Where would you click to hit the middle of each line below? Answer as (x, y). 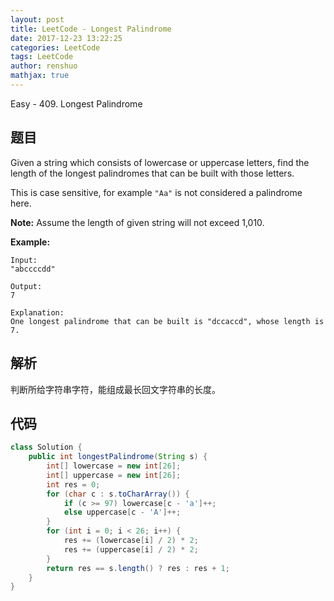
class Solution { (46, 447)
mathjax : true (40, 76)
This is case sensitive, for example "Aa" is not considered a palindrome (156, 192)
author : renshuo (44, 66)
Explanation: (37, 312)
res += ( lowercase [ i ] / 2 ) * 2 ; (131, 541)
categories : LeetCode (55, 47)
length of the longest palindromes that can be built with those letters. (152, 173)
